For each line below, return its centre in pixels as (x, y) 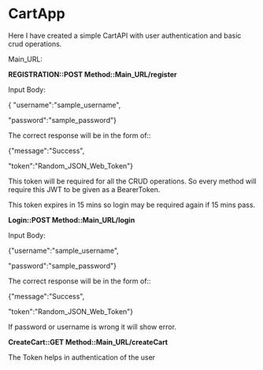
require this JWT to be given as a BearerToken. (84, 189)
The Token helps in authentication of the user (82, 357)
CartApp (37, 14)
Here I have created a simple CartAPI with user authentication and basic (125, 35)
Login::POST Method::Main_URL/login (72, 220)
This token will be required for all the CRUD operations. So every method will (132, 181)
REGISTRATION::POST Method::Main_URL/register (93, 74)
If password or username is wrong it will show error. (93, 327)
